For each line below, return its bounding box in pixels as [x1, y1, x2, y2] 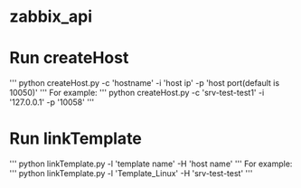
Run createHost [9, 48, 129, 69]
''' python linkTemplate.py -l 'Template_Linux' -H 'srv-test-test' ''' [9, 168, 253, 179]
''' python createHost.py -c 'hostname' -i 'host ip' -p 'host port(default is [9, 78, 280, 89]
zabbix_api [9, 6, 93, 27]
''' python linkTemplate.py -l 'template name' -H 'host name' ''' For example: [9, 158, 293, 169]
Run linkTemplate [9, 128, 143, 149]
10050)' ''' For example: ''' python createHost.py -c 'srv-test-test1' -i [9, 88, 265, 99]
